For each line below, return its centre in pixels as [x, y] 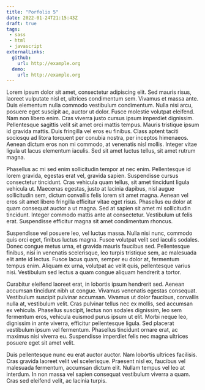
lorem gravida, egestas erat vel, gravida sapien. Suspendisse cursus [92, 176]
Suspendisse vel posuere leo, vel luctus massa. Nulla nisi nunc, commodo [99, 233]
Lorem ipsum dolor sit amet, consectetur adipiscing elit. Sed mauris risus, [99, 92]
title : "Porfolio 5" [33, 12]
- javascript [26, 47]
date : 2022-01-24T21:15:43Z [42, 18]
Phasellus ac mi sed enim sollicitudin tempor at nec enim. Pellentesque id [99, 169]
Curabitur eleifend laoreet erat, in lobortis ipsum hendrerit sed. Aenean [95, 284]
